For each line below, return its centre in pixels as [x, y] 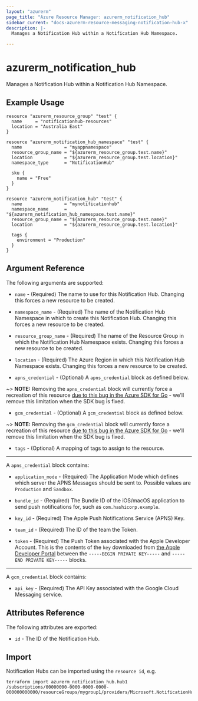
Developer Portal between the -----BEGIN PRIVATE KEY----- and [93, 553]
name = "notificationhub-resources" [62, 121]
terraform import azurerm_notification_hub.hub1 [67, 682]
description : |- [26, 28]
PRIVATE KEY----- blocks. [56, 560]
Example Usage [35, 103]
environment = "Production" [51, 240]
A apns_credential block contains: [48, 465]
